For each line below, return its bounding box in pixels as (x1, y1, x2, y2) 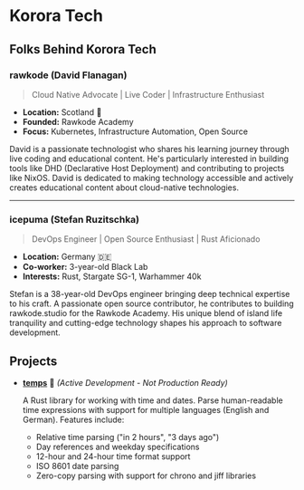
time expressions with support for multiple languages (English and (22, 404, 270, 415)
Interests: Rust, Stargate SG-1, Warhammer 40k (22, 271, 202, 282)
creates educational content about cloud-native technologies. (9, 182, 240, 193)
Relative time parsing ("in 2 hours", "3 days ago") (35, 431, 220, 442)
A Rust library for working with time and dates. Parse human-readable (22, 395, 283, 406)
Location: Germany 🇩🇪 (22, 251, 112, 263)
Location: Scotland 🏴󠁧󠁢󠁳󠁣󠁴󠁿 (22, 106, 102, 118)
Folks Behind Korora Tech (9, 42, 157, 57)
